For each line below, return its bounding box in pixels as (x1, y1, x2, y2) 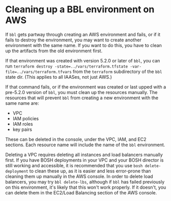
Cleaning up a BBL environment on (5, 4, 155, 15)
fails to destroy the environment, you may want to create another (5, 37, 142, 43)
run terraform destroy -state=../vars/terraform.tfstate (5, 63, 128, 69)
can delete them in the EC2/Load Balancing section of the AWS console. (5, 189, 157, 195)
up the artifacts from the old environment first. (5, 48, 103, 54)
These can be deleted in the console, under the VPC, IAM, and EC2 (5, 136, 146, 142)
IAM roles (12, 121, 33, 127)
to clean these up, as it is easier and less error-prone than (29, 168, 152, 174)
